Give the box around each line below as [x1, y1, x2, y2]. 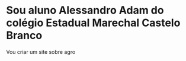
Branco [6, 29, 43, 42]
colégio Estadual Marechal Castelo [6, 16, 181, 30]
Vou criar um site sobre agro [6, 48, 76, 55]
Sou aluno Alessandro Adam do [6, 4, 164, 17]
